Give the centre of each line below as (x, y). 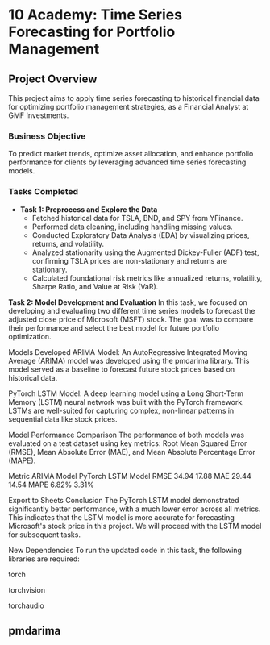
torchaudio (26, 605)
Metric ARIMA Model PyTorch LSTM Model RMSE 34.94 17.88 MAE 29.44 (130, 476)
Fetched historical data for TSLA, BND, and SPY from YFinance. (137, 218)
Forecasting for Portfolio (92, 32)
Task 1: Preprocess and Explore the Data (89, 209)
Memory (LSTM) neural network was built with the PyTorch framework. (126, 402)
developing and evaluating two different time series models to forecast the (132, 310)
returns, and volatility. (68, 243)
